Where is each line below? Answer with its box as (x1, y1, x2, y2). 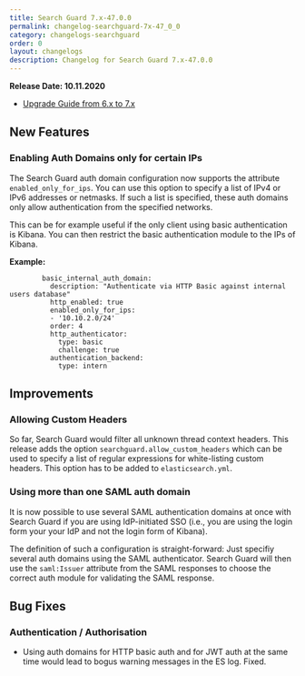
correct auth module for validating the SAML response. (9, 572, 215, 583)
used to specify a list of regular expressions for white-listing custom (9, 453, 264, 464)
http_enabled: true (49, 298, 124, 307)
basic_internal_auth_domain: (42, 274, 152, 283)
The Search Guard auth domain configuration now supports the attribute (9, 172, 280, 183)
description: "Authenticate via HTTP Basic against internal (49, 281, 286, 291)
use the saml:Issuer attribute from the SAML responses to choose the (9, 562, 271, 573)
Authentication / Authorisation (9, 625, 148, 638)
